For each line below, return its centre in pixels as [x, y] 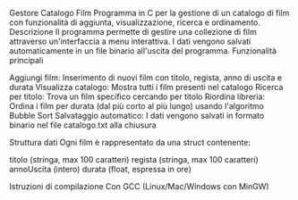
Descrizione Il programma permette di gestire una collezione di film [133, 32]
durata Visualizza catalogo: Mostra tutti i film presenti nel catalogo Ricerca [146, 87]
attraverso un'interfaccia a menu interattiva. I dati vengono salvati [130, 41]
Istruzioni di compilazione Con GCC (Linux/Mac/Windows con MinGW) [140, 186]
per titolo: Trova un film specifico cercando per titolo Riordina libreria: [137, 96]
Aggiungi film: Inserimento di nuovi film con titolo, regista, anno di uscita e [146, 78]
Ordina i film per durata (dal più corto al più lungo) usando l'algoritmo [136, 106]
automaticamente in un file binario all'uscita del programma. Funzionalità [143, 51]
